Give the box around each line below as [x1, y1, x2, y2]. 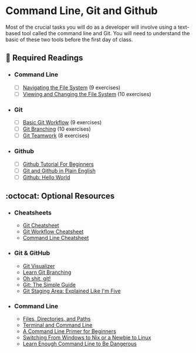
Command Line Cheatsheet [22, 235, 89, 242]
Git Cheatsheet [22, 222, 59, 229]
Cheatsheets [13, 209, 52, 217]
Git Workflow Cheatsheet [22, 228, 84, 235]
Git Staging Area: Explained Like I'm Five [22, 287, 121, 294]
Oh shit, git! [22, 274, 51, 282]
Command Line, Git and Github [5, 4, 158, 18]
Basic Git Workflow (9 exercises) [22, 119, 102, 126]
